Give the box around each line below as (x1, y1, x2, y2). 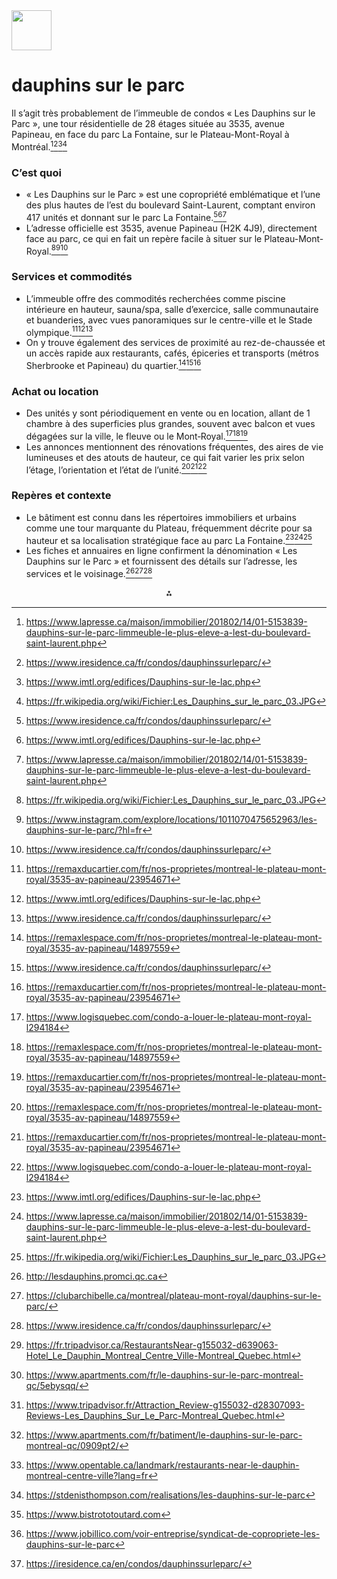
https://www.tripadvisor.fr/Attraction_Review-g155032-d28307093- (25, 1399, 305, 1411)
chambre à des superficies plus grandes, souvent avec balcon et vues (25, 418, 316, 430)
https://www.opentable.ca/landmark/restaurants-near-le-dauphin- (25, 1459, 300, 1471)
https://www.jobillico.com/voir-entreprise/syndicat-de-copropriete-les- (25, 1528, 321, 1540)
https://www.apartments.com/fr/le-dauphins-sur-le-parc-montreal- (25, 1369, 304, 1381)
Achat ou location (11, 384, 99, 398)
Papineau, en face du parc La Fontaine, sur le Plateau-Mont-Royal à (11, 128, 290, 140)
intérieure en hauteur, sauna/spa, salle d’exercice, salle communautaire (25, 303, 319, 315)
